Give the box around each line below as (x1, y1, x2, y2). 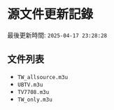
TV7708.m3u (17, 88, 50, 95)
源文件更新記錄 (7, 6, 94, 22)
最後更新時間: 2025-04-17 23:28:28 (7, 31, 108, 39)
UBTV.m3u (17, 81, 43, 88)
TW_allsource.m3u (17, 74, 69, 81)
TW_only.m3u (17, 96, 52, 103)
